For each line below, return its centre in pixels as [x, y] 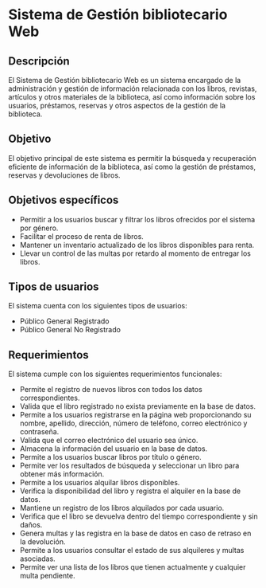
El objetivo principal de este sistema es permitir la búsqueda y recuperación [132, 158]
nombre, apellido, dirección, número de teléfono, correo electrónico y [133, 423]
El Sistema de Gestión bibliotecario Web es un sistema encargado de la [125, 80]
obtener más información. [62, 474]
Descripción [39, 61]
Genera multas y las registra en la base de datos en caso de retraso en [135, 533]
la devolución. [42, 542]
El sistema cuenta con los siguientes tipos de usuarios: [98, 306]
